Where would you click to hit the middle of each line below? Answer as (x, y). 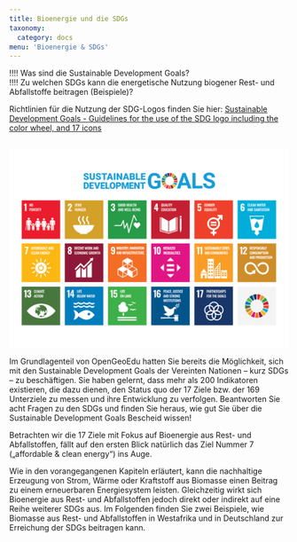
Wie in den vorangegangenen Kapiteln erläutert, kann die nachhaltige (136, 471)
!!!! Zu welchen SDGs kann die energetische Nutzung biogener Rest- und (142, 82)
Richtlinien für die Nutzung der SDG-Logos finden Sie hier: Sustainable (138, 109)
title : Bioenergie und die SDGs (69, 19)
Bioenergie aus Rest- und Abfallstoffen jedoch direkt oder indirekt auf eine (145, 499)
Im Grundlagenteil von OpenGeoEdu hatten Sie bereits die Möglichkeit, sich (146, 361)
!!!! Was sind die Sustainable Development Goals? (99, 73)
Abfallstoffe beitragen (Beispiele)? (71, 92)
